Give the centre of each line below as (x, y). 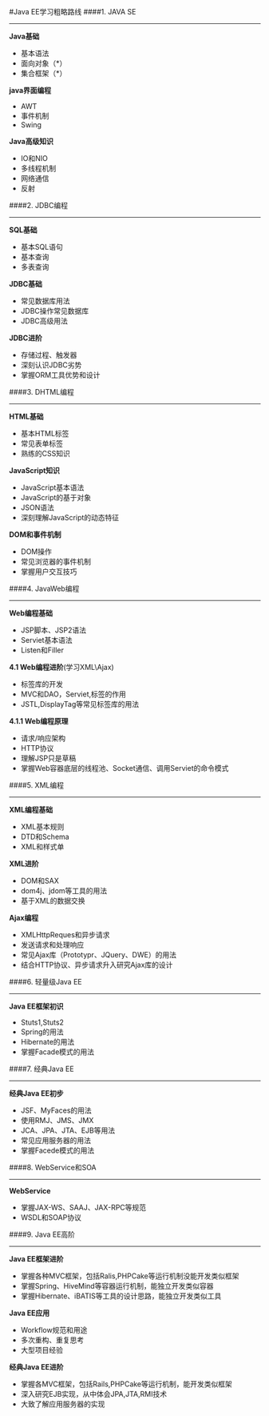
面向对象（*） (44, 63)
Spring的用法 (42, 1032)
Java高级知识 (32, 141)
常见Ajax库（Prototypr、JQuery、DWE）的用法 (98, 955)
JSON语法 (38, 507)
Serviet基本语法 (46, 640)
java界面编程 (30, 90)
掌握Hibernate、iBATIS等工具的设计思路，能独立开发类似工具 (121, 1296)
